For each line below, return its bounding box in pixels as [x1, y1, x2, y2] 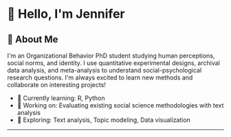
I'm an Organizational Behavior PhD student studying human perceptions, [7, 51, 215, 60]
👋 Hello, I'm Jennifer [7, 6, 125, 22]
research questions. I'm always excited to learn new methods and [7, 73, 193, 82]
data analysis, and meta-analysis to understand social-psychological [7, 66, 202, 74]
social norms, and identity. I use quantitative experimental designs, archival [7, 59, 220, 67]
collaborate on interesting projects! [7, 81, 107, 88]
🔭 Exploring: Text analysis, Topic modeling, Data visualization [16, 116, 191, 124]
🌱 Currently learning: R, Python [16, 94, 105, 102]
